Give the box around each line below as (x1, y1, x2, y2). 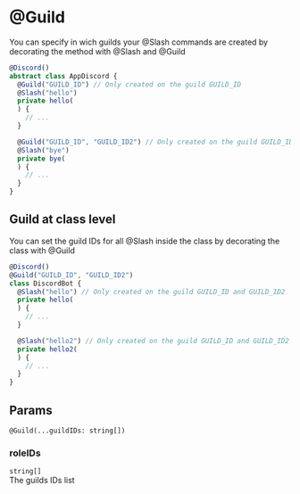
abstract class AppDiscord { (9, 71, 118, 80)
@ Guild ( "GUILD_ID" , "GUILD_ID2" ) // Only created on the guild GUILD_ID (17, 137, 294, 146)
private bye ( (17, 154, 66, 163)
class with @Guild (9, 244, 76, 256)
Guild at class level (9, 212, 116, 227)
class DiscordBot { (9, 279, 82, 288)
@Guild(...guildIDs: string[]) (9, 426, 126, 435)
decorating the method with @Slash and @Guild (9, 45, 186, 56)
